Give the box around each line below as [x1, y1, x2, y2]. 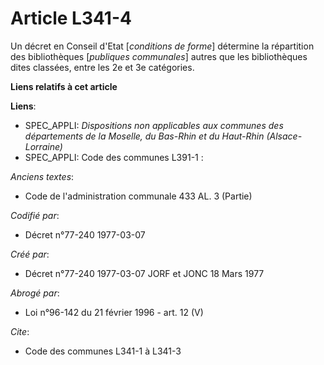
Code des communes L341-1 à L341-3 [24, 345, 182, 357]
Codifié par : [10, 209, 60, 221]
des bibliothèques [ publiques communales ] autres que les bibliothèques [10, 50, 308, 62]
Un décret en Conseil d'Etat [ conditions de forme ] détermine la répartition [10, 40, 315, 52]
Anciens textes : [10, 170, 75, 182]
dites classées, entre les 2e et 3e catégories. [10, 61, 195, 73]
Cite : [10, 325, 30, 337]
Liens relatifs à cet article [10, 80, 118, 92]
